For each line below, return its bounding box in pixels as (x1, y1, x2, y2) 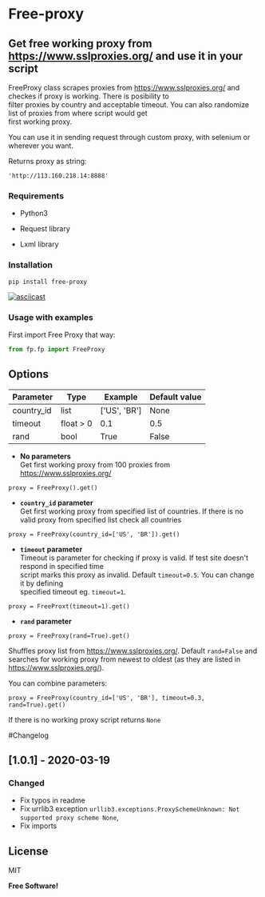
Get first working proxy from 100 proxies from (19, 459, 170, 469)
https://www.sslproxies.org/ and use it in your (8, 49, 243, 62)
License (8, 844, 49, 858)
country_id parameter (19, 498, 93, 507)
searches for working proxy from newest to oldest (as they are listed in (8, 654, 241, 664)
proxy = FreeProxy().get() (8, 483, 98, 492)
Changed (8, 777, 45, 788)
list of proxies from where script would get (8, 109, 148, 118)
